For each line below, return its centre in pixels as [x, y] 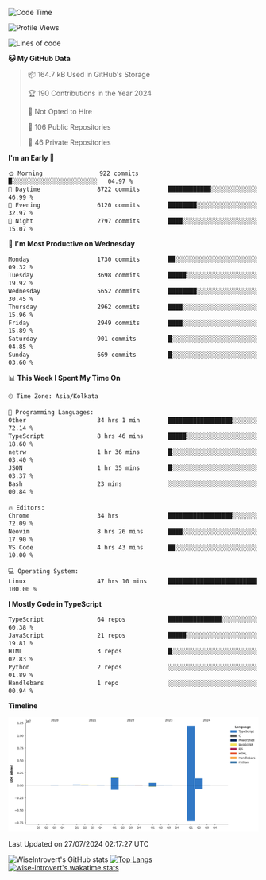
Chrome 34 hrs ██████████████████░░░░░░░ [133, 516]
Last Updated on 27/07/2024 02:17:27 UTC [79, 843]
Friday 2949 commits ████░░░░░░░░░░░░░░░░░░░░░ [133, 323]
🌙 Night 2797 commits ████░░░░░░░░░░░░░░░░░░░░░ [133, 221]
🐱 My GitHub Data [40, 58]
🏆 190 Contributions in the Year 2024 [90, 93]
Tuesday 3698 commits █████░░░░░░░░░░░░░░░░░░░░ [133, 275]
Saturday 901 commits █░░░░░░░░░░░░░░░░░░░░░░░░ [133, 339]
